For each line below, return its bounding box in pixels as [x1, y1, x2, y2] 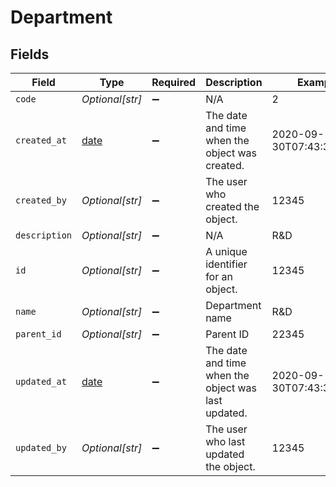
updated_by [15, 442, 67, 453]
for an [205, 270, 233, 283]
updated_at [15, 376, 67, 387]
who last [205, 435, 246, 448]
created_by [15, 195, 67, 206]
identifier [205, 257, 248, 271]
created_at [15, 135, 67, 146]
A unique [205, 245, 248, 258]
